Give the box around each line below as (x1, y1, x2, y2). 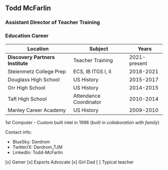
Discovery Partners (7, 53, 55, 60)
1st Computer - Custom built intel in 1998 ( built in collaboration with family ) (5, 119, 159, 125)
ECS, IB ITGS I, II (73, 68, 111, 75)
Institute (7, 60, 28, 67)
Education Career (5, 32, 49, 39)
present (129, 60, 147, 67)
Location (27, 45, 49, 52)
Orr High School (7, 84, 46, 91)
